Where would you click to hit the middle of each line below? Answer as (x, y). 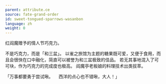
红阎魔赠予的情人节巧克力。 (34, 43)
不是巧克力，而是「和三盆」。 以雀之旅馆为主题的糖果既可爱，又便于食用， (81, 54)
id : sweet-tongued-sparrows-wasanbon (44, 19)
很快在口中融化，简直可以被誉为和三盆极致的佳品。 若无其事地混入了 (84, 60)
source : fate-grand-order (32, 14)
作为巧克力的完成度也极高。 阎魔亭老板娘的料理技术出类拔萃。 (82, 66)
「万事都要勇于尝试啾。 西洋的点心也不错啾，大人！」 (62, 77)
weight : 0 (15, 28)
